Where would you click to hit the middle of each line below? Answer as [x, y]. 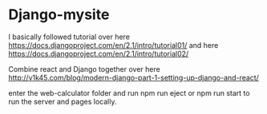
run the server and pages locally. [63, 101]
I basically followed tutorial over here [69, 37]
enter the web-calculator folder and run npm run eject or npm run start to [129, 92]
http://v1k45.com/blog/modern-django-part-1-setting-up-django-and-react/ [133, 77]
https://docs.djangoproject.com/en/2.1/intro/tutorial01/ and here [113, 45]
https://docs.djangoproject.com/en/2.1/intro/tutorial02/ [99, 53]
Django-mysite [59, 15]
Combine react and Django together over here [84, 69]
